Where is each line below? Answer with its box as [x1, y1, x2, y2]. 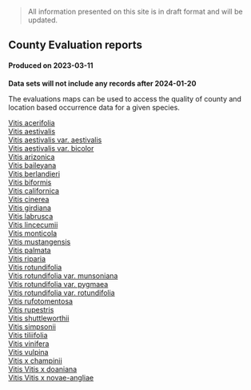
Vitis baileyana [8, 160, 57, 170]
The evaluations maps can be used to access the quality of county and [8, 94, 242, 103]
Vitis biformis [8, 177, 52, 187]
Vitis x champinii [8, 356, 62, 365]
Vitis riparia [8, 253, 46, 263]
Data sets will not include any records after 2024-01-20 [8, 78, 197, 88]
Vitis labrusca [8, 211, 54, 221]
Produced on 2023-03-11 [8, 60, 94, 70]
